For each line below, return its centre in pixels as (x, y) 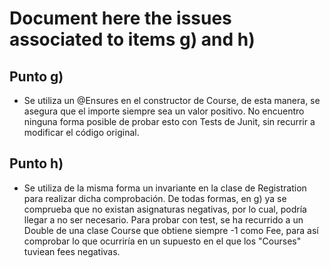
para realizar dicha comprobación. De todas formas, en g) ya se (155, 198)
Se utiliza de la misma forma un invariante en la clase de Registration (165, 188)
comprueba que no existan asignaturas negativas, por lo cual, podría (165, 209)
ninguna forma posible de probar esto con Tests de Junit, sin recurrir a (169, 121)
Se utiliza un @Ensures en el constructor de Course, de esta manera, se (172, 100)
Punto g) (36, 76)
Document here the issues (120, 18)
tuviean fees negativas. (72, 251)
